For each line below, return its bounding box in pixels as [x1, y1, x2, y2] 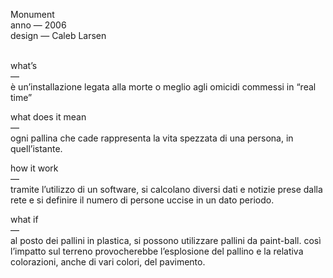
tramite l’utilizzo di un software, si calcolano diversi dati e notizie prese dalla [10, 184, 323, 195]
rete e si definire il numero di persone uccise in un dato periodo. [10, 194, 275, 206]
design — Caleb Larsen [10, 30, 107, 41]
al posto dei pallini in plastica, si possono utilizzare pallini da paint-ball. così [10, 235, 322, 246]
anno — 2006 [10, 19, 67, 31]
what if [10, 214, 39, 225]
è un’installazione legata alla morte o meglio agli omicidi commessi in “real [10, 81, 317, 93]
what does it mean [10, 111, 87, 123]
